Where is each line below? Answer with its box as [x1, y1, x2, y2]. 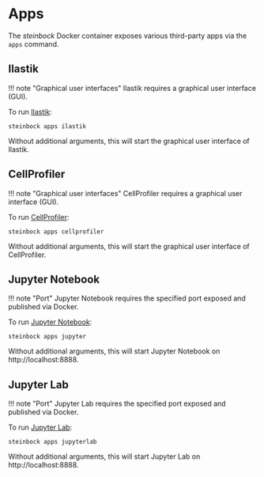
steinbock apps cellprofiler [8, 227, 104, 236]
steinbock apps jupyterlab [8, 438, 97, 446]
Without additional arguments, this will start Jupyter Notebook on [8, 346, 221, 356]
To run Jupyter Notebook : [8, 317, 92, 327]
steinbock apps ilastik [8, 122, 87, 131]
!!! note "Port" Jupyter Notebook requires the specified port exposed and [8, 293, 247, 303]
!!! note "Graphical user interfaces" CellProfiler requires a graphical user [8, 188, 243, 198]
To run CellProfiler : [8, 212, 70, 221]
